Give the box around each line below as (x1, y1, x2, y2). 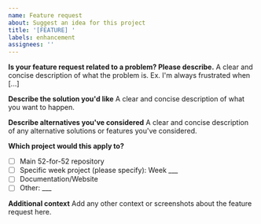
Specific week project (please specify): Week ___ (19, 166, 178, 175)
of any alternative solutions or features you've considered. (8, 127, 198, 136)
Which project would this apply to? (8, 141, 124, 151)
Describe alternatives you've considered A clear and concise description (8, 118, 249, 127)
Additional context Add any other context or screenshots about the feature (8, 199, 252, 208)
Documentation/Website (19, 174, 98, 184)
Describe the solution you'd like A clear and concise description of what (8, 94, 245, 104)
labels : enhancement (8, 33, 76, 42)
